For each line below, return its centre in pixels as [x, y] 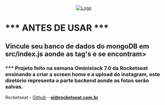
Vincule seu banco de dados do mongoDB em [77, 46]
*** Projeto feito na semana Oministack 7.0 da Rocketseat [77, 68]
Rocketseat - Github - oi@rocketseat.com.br [52, 97]
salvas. [14, 87]
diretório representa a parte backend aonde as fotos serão [77, 80]
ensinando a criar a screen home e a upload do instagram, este [83, 74]
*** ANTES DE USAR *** [57, 28]
